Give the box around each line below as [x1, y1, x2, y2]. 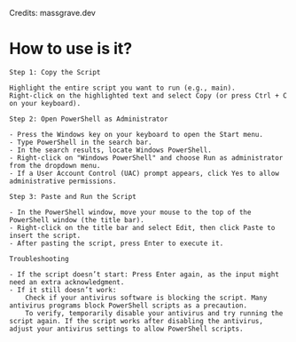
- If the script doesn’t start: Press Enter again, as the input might [9, 270, 279, 279]
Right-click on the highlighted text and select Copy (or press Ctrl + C [9, 91, 288, 100]
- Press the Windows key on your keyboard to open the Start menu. [9, 130, 264, 139]
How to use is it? [9, 39, 133, 59]
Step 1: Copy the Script [9, 68, 101, 76]
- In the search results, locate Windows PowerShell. [9, 146, 213, 155]
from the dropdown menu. [9, 161, 101, 170]
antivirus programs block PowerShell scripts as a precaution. [9, 301, 248, 310]
